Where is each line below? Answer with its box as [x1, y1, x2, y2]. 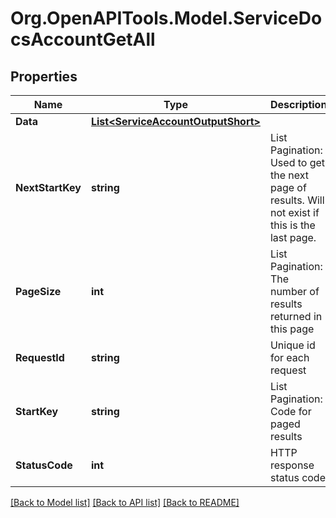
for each [269, 351, 310, 364]
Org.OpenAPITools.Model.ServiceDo [10, 7, 323, 30]
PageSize [15, 285, 62, 298]
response [269, 458, 315, 472]
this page [269, 322, 315, 336]
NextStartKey [15, 181, 82, 194]
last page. [269, 231, 317, 244]
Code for [269, 405, 312, 418]
